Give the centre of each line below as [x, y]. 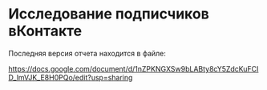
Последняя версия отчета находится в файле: [87, 53]
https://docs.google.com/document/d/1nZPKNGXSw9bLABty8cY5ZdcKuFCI [133, 68]
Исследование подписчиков [109, 14]
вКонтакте [45, 31]
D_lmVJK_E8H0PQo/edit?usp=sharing [71, 77]
